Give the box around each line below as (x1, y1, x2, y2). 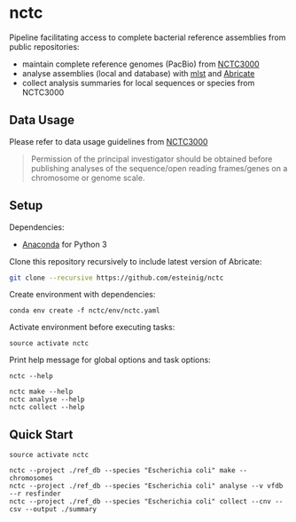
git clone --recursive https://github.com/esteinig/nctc (9, 273, 224, 282)
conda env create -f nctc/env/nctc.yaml (9, 306, 161, 315)
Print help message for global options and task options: (9, 354, 211, 366)
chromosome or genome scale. (30, 172, 145, 183)
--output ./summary (25, 505, 97, 514)
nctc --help (9, 372, 53, 381)
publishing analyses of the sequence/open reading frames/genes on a (30, 162, 288, 173)
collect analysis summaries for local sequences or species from (21, 77, 255, 88)
